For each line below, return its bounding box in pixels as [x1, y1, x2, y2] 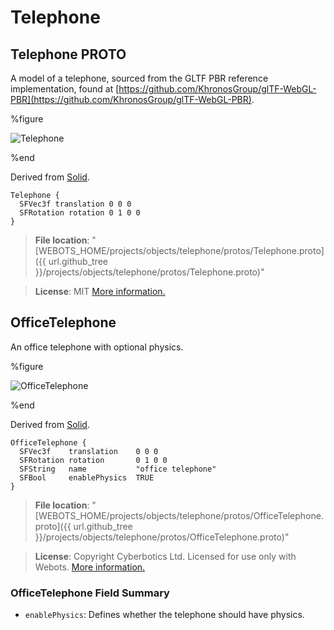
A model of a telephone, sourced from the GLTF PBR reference [10, 72, 269, 84]
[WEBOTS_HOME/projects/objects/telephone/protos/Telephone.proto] [34, 245, 325, 256]
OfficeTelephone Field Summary [10, 586, 170, 600]
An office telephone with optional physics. [10, 341, 184, 353]
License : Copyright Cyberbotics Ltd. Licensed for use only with [34, 550, 297, 562]
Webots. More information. [34, 561, 146, 573]
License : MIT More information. [34, 286, 166, 297]
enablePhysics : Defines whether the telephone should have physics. [24, 609, 305, 621]
